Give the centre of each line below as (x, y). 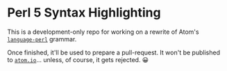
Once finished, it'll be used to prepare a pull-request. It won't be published (114, 52)
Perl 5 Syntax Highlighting (84, 13)
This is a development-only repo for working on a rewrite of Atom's (103, 32)
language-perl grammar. (42, 39)
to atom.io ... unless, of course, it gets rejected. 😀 (78, 59)
